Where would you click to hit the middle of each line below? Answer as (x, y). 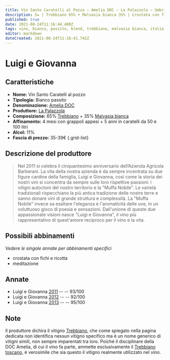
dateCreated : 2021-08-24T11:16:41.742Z (47, 39)
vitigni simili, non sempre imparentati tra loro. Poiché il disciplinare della (80, 342)
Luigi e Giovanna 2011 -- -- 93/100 (48, 292)
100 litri (20, 127)
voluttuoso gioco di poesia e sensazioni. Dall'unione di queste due (87, 209)
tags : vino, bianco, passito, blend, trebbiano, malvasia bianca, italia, (86, 29)
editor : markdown (24, 34)
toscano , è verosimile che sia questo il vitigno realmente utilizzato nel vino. (83, 352)
